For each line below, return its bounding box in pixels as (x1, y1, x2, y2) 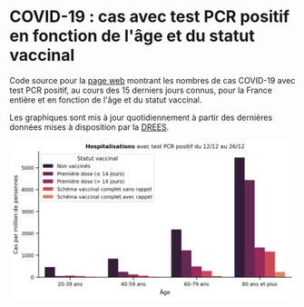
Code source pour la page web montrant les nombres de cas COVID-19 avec (9, 74, 296, 85)
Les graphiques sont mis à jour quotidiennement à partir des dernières (9, 112, 273, 123)
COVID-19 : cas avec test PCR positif (9, 6, 290, 27)
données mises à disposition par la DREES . (9, 121, 170, 133)
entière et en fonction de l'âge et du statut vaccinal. (9, 94, 202, 105)
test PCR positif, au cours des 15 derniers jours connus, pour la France (9, 84, 272, 95)
